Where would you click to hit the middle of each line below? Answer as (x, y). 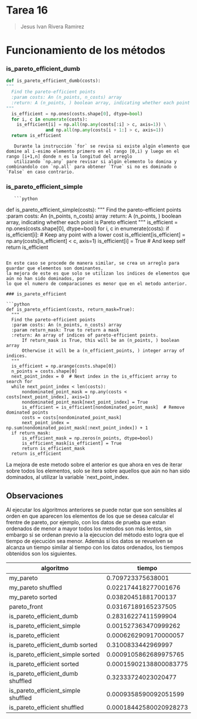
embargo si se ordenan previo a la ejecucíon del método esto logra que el (95, 535)
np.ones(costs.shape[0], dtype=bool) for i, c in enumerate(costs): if (88, 229)
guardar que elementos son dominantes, (55, 268)
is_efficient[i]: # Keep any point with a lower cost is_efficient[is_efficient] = (96, 235)
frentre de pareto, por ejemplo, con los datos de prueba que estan (86, 522)
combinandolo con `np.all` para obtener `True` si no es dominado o (91, 167)
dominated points (27, 412)
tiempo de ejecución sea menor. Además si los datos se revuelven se (89, 541)
